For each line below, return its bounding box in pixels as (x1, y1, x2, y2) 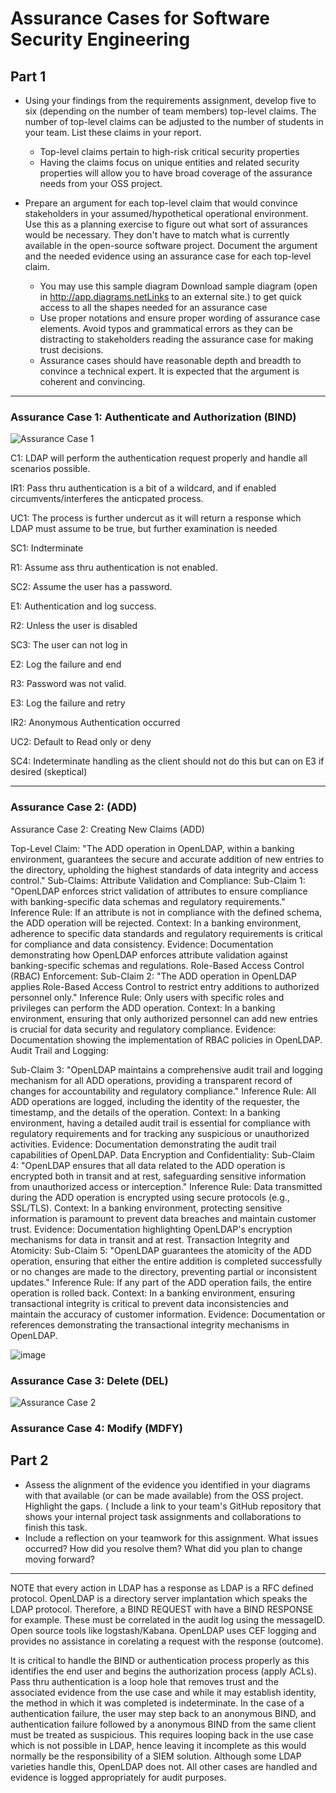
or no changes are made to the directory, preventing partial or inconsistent (10, 1265, 317, 1277)
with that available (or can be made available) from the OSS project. (24, 1489, 304, 1501)
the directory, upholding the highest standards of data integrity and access (10, 863, 319, 876)
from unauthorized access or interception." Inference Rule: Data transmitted (10, 1180, 323, 1192)
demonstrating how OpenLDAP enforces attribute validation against (10, 948, 288, 961)
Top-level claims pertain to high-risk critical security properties (39, 146, 300, 157)
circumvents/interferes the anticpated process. (10, 493, 204, 505)
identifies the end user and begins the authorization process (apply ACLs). (10, 1665, 317, 1677)
